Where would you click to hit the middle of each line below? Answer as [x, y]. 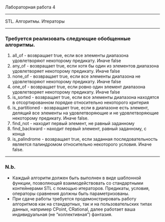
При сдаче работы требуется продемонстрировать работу [74, 198]
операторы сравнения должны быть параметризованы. [71, 193]
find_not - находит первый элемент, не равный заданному [73, 124]
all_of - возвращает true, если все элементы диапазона [70, 56]
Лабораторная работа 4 [30, 7]
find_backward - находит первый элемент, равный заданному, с [79, 129]
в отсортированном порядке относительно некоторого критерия [80, 102]
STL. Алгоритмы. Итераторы [35, 21]
